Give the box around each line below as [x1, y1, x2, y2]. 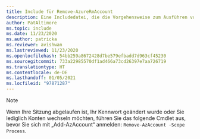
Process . [6, 127, 27, 134]
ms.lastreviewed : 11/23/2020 [6, 48, 79, 53]
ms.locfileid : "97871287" [6, 81, 70, 87]
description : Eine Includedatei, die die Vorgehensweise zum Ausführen [6, 14, 187, 20]
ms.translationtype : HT [6, 64, 65, 70]
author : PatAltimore [6, 20, 58, 26]
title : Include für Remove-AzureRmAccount [6, 8, 113, 15]
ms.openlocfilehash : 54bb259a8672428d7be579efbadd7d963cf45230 [6, 53, 167, 59]
